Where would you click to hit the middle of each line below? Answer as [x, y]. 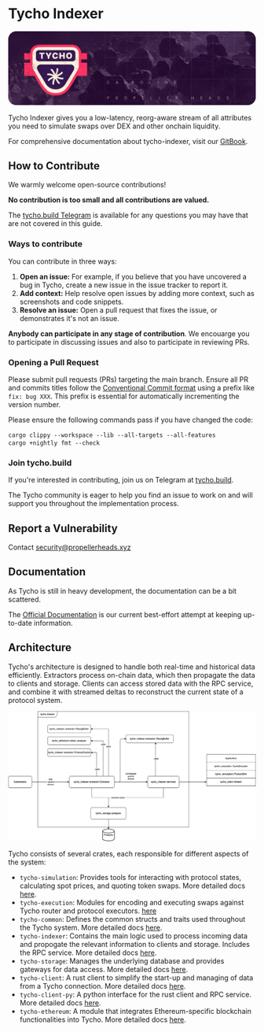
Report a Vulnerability [63, 528]
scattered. [25, 599]
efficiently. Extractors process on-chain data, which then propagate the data [132, 675]
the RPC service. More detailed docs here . [88, 952]
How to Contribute [54, 166]
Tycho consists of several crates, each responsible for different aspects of [128, 854]
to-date [20, 623]
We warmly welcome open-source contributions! [87, 185]
